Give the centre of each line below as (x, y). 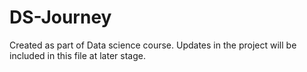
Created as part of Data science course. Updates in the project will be (153, 45)
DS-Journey (60, 17)
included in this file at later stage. (77, 55)
